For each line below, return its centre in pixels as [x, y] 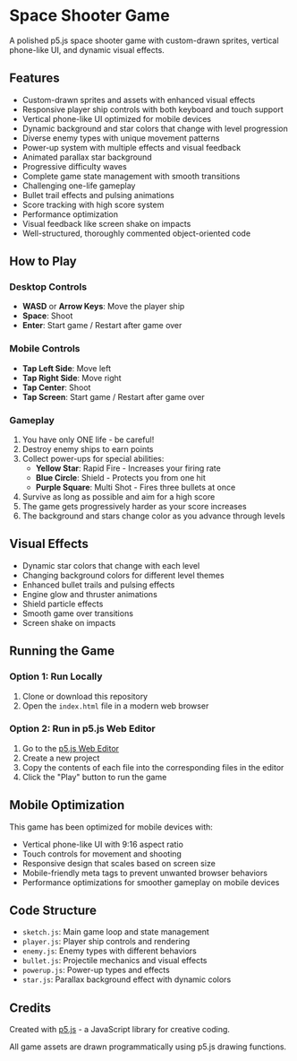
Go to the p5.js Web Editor [70, 748]
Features [34, 78]
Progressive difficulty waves [74, 166]
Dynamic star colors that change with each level [111, 565]
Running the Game [62, 651]
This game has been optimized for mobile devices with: [111, 827]
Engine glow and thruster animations [90, 594]
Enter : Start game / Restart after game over [102, 326]
